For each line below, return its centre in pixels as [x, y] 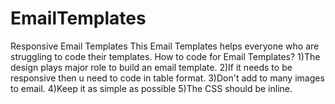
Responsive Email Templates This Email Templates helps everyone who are [165, 46]
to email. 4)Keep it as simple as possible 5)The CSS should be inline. [151, 88]
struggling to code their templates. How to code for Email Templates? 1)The [165, 56]
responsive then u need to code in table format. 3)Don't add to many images [167, 78]
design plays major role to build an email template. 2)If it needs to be [151, 67]
